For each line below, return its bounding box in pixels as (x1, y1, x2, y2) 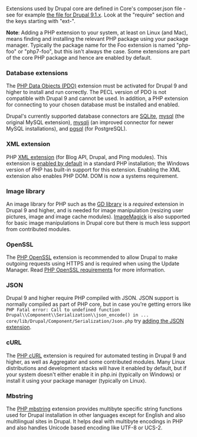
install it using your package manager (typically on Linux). (6, 377, 147, 384)
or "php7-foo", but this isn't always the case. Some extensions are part (17, 48, 190, 55)
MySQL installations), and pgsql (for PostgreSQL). (6, 125, 127, 132)
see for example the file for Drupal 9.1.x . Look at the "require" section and (6, 11, 185, 18)
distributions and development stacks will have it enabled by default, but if (6, 364, 187, 371)
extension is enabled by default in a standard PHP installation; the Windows (6, 160, 190, 167)
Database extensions (6, 69, 68, 77)
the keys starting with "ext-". (6, 18, 75, 24)
